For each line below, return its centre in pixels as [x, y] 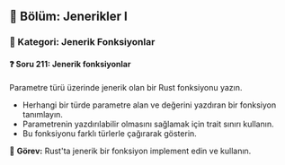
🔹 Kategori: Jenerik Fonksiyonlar [82, 42]
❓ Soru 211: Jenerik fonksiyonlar [70, 64]
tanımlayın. [42, 114]
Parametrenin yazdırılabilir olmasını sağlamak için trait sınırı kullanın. [148, 124]
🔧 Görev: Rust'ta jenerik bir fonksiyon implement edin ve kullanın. [130, 151]
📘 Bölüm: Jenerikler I [68, 17]
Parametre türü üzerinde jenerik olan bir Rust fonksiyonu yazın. [126, 87]
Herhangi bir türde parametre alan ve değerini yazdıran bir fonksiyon [149, 105]
